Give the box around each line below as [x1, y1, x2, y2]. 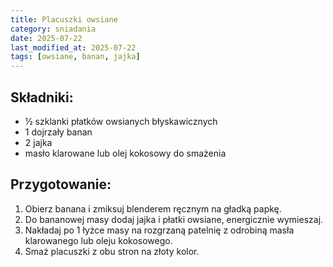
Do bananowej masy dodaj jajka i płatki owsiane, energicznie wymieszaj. [24, 213, 324, 225]
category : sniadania [10, 24, 97, 34]
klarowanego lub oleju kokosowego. [24, 234, 173, 246]
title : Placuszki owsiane [10, 14, 118, 25]
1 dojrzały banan [24, 126, 93, 138]
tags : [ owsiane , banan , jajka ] [10, 52, 141, 62]
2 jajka [24, 136, 53, 148]
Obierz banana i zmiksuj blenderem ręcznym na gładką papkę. [24, 202, 282, 215]
